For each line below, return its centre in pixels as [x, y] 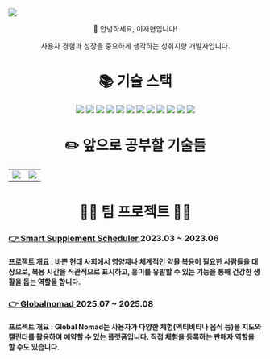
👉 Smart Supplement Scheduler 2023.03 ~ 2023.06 [114, 238]
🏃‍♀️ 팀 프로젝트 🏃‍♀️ [135, 212]
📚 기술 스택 [135, 82]
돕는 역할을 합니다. [52, 282]
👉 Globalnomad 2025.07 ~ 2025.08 [81, 303]
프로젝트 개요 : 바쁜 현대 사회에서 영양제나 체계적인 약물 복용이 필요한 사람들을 [129, 261]
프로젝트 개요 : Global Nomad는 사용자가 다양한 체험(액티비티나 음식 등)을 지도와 [135, 327]
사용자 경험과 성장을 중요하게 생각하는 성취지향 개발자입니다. [135, 46]
